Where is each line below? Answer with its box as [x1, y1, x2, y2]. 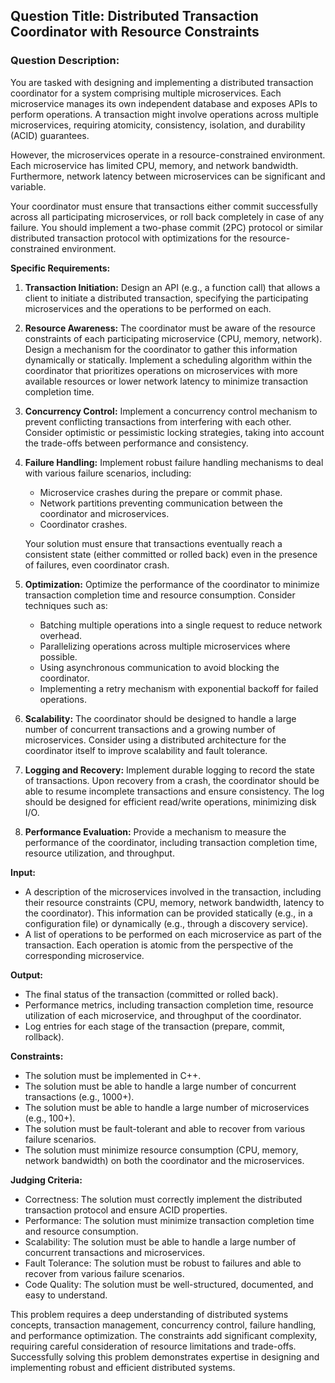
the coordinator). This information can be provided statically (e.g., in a [24, 907, 313, 919]
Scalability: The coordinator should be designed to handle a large [24, 712, 297, 724]
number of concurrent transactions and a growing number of [24, 723, 276, 735]
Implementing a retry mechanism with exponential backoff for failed [39, 682, 319, 694]
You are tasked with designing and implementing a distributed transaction [10, 76, 314, 88]
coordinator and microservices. [39, 507, 170, 519]
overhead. [39, 629, 83, 641]
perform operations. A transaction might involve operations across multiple [10, 108, 319, 120]
